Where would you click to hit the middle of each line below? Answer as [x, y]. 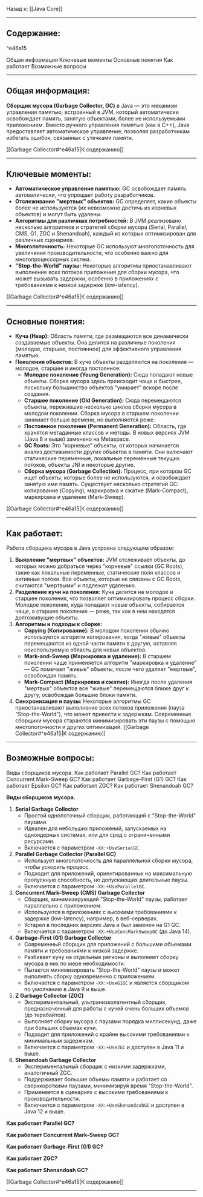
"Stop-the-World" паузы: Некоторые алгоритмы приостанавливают [103, 266]
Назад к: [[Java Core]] [34, 9]
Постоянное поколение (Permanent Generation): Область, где [105, 426]
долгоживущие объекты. [47, 618]
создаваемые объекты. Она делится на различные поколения [95, 343]
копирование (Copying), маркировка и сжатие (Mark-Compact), [106, 490]
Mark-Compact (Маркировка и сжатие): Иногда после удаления [108, 682]
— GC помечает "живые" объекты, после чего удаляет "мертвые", [110, 669]
